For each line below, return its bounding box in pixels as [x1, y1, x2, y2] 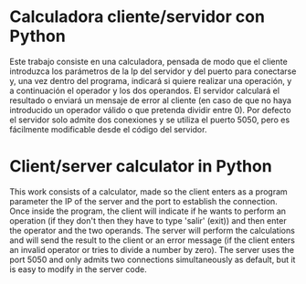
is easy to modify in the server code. [9, 263, 148, 275]
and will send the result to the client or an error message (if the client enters [9, 235, 295, 246]
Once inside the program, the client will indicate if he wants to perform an [9, 205, 286, 216]
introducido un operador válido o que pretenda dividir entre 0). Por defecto [9, 104, 291, 115]
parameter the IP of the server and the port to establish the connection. [9, 195, 279, 206]
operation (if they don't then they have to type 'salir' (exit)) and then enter [9, 215, 287, 226]
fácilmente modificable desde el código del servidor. [9, 123, 207, 134]
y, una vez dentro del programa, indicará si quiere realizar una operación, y [9, 75, 292, 86]
